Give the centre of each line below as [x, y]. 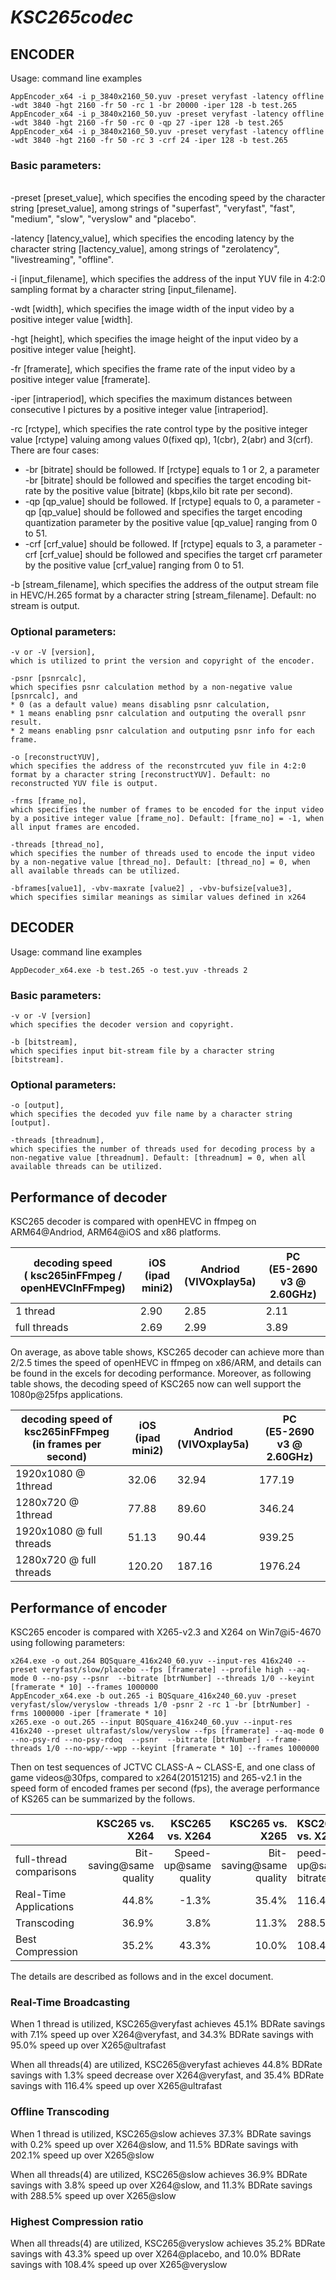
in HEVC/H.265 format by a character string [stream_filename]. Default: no [163, 595]
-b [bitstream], [44, 1042]
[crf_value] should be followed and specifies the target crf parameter [181, 554]
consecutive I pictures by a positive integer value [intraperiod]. [139, 409]
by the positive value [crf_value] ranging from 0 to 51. [134, 565]
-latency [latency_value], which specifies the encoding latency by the [152, 238]
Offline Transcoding [60, 2112]
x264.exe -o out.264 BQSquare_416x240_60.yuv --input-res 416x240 [151, 1661]
